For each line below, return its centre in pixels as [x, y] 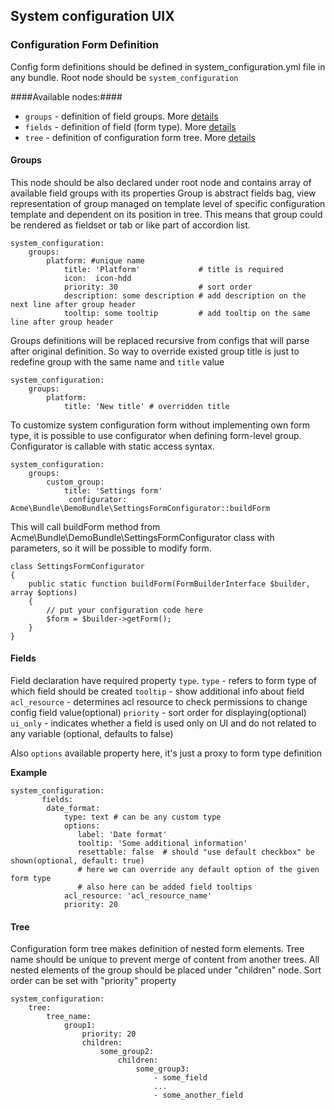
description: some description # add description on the [185, 295]
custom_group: [75, 482]
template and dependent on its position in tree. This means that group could [166, 214]
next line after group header [73, 304]
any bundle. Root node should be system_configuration [124, 77]
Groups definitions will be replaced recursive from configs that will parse [160, 340]
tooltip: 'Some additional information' [162, 844]
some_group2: [127, 1052]
